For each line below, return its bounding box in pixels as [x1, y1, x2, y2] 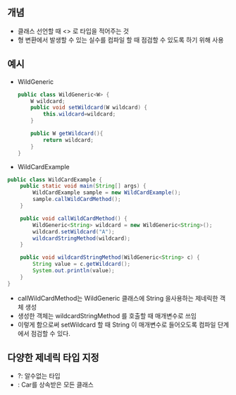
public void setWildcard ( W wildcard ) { [30, 104, 148, 111]
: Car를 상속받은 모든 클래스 [17, 380, 94, 389]
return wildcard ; [43, 136, 94, 143]
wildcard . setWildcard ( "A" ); [32, 228, 115, 235]
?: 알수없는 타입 [17, 372, 61, 380]
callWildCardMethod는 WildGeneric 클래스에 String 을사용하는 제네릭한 [17, 293, 218, 302]
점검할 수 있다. [30, 329, 70, 337]
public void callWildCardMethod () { [20, 214, 128, 222]
